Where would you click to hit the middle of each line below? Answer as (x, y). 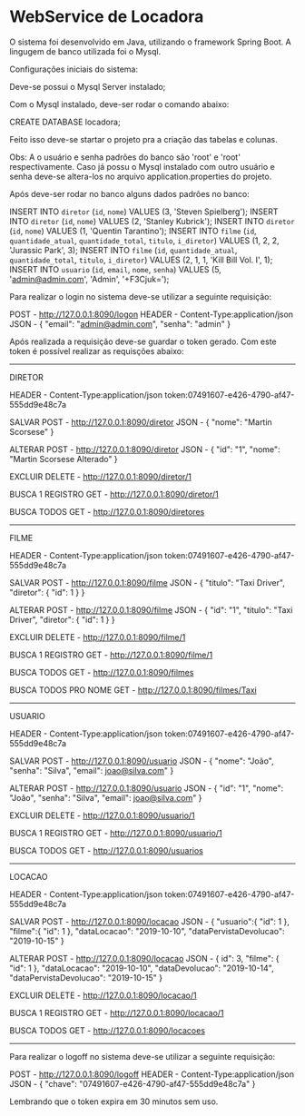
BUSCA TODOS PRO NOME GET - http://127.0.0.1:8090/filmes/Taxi (133, 690)
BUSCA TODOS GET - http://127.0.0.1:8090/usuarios (107, 850)
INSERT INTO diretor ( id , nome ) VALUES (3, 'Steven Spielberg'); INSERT (144, 212)
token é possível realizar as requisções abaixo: (97, 351)
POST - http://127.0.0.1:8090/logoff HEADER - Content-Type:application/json (152, 1074)
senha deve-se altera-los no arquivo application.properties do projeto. (141, 176)
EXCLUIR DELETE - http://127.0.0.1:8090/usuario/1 (102, 815)
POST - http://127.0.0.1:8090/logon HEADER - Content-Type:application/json (151, 314)
